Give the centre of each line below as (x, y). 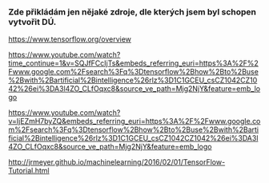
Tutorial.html (29, 171)
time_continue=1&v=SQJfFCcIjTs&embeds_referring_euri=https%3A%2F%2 (133, 63)
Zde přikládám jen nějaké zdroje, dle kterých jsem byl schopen (132, 12)
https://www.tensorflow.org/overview (70, 39)
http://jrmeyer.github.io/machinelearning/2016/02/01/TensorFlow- (117, 162)
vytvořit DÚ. (32, 22)
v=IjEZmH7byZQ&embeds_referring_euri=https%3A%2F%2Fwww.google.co (134, 121)
